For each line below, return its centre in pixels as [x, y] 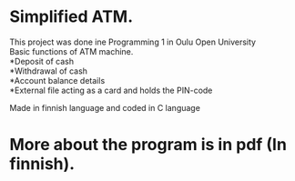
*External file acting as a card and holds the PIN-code [111, 90]
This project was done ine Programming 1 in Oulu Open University [133, 42]
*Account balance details [57, 80]
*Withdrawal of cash [49, 71]
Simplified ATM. [71, 17]
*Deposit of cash [42, 61]
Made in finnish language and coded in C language [105, 107]
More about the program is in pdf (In [148, 145]
